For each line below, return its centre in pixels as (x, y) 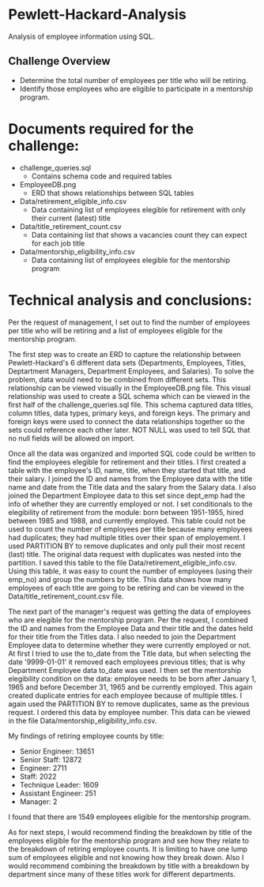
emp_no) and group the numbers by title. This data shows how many (120, 579)
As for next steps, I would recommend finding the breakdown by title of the (130, 832)
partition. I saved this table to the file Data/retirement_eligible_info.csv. (123, 562)
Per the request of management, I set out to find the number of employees (129, 322)
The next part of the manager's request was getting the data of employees (130, 611)
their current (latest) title (71, 218)
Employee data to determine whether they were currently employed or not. (130, 645)
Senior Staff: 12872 (51, 759)
